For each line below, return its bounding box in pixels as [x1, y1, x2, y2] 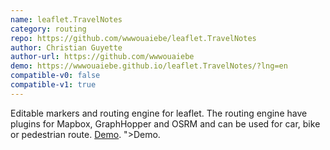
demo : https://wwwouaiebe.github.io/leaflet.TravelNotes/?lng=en [10, 61, 288, 71]
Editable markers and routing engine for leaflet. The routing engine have [10, 107, 308, 119]
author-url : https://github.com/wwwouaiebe [10, 52, 195, 62]
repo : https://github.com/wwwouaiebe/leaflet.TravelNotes [10, 33, 257, 43]
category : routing [10, 24, 87, 34]
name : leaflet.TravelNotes [10, 14, 123, 25]
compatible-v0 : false [10, 71, 101, 81]
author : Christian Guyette [10, 42, 123, 53]
